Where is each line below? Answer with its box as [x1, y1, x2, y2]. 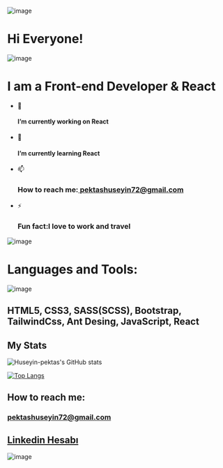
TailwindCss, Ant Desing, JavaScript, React [7, 316, 200, 328]
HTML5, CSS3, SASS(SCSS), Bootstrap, [7, 305, 182, 317]
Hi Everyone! [7, 31, 84, 47]
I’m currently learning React [17, 149, 100, 157]
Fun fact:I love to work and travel [17, 221, 131, 231]
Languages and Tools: [7, 262, 138, 278]
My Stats [7, 339, 47, 352]
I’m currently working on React [17, 117, 109, 126]
